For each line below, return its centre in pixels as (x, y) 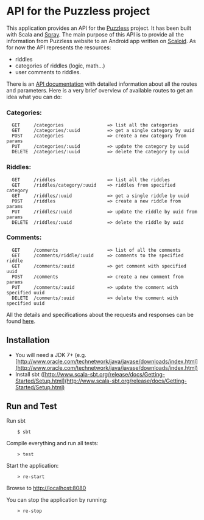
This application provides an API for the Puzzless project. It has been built (99, 28)
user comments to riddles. (48, 72)
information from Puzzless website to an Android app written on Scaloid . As (101, 41)
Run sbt (16, 421)
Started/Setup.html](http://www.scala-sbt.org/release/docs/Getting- (101, 381)
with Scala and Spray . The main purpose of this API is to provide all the (95, 34)
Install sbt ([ (30, 374)
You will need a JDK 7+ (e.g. (51, 355)
